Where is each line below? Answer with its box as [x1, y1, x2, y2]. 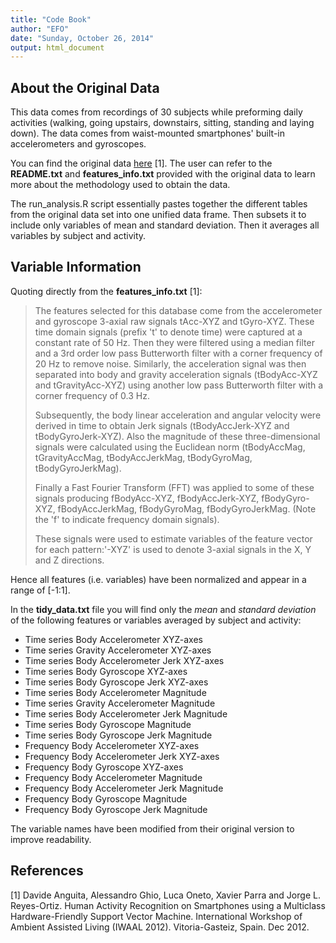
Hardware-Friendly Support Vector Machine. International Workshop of [10, 910, 303, 922]
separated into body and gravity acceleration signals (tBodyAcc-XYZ [34, 368, 318, 380]
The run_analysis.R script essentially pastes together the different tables [10, 198, 308, 210]
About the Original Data [10, 79, 160, 96]
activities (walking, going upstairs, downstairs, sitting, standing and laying [10, 117, 315, 129]
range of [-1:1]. [10, 584, 71, 596]
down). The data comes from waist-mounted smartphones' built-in [10, 127, 285, 140]
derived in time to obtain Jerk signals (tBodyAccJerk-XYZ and [34, 419, 290, 431]
